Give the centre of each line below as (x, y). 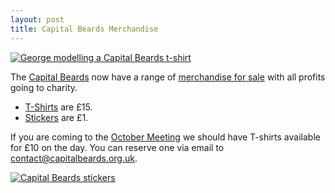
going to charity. (44, 87)
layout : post (37, 19)
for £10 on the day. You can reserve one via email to (117, 147)
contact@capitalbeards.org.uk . (74, 158)
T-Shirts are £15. (58, 107)
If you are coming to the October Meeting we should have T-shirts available (165, 137)
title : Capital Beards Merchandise (84, 29)
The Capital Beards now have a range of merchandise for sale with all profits (168, 77)
